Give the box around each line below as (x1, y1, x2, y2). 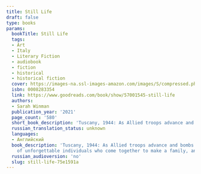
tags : (11, 36, 26, 42)
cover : (11, 81, 28, 87)
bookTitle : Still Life (11, 31, 68, 37)
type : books (6, 20, 36, 26)
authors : (11, 97, 33, 103)
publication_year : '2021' (11, 109, 77, 115)
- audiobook (11, 59, 42, 65)
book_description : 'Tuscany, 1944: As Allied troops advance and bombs (11, 142, 194, 148)
